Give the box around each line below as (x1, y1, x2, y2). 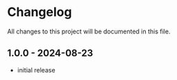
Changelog (7, 4, 72, 20)
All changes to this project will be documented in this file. (7, 27, 171, 35)
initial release (17, 65, 56, 74)
